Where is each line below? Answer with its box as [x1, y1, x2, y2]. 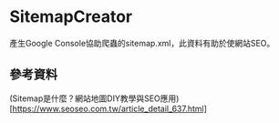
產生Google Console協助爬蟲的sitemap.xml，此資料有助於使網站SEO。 [9, 37, 275, 48]
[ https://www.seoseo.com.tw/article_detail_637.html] [9, 103, 208, 114]
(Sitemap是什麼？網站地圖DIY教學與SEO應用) [9, 93, 180, 104]
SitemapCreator [9, 6, 133, 27]
